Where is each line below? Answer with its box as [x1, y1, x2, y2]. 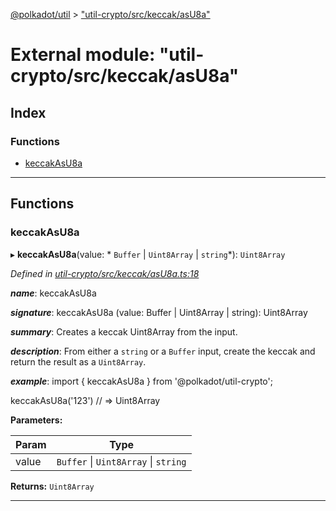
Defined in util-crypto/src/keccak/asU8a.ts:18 [10, 267, 200, 279]
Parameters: [10, 414, 63, 426]
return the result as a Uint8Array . [10, 355, 147, 368]
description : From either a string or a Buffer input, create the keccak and [10, 345, 316, 357]
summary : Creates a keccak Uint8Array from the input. [10, 325, 238, 338]
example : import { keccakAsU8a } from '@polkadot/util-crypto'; [10, 375, 273, 387]
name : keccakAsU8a [10, 287, 97, 299]
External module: [10, 44, 156, 66]
